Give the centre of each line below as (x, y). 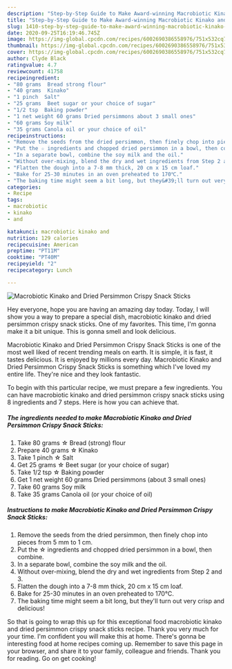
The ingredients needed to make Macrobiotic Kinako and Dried (99, 418)
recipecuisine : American (43, 245)
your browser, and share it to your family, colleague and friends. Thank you (114, 651)
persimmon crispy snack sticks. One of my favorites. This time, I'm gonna (112, 324)
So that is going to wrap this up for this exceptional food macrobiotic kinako (115, 621)
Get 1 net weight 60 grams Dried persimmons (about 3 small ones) (112, 479)
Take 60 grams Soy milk (51, 487)
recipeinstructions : (37, 135)
